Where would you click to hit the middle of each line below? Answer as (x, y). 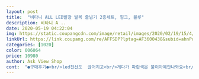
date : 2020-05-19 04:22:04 (39, 28)
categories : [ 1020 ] (30, 45)
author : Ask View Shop (34, 61)
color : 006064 (24, 50)
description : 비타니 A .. (36, 23)
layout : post (22, 12)
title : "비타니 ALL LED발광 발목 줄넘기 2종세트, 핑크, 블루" (75, 17)
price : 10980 (22, 56)
